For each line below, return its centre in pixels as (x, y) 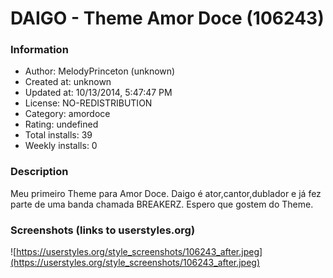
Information (39, 50)
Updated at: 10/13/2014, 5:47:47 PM (98, 93)
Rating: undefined (61, 124)
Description (39, 172)
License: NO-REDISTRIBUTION (88, 103)
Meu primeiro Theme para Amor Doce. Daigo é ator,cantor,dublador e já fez (166, 193)
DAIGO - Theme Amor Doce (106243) (167, 18)
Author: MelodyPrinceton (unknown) (100, 71)
